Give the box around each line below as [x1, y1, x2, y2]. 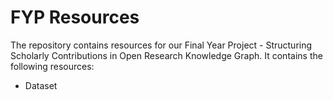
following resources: [10, 60, 95, 72]
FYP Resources [10, 6, 140, 29]
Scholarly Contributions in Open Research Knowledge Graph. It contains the [10, 49, 323, 61]
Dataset [24, 79, 58, 91]
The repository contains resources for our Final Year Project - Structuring [10, 39, 313, 51]
